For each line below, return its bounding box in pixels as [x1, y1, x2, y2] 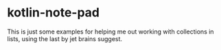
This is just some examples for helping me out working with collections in [7, 27, 214, 36]
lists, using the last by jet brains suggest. [7, 34, 122, 42]
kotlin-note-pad [7, 5, 100, 21]
